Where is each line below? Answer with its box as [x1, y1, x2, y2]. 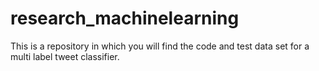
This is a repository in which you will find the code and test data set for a [10, 40, 310, 52]
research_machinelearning [10, 7, 240, 30]
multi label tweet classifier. [10, 50, 120, 62]
